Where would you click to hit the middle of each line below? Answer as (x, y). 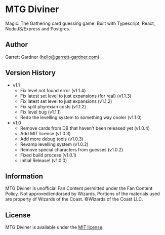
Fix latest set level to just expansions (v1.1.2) (66, 101)
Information (24, 176)
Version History (30, 73)
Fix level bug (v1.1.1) (40, 112)
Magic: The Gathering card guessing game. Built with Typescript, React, (80, 23)
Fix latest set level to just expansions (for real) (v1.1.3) (76, 96)
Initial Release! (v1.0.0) (44, 160)
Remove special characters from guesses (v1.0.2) (72, 149)
